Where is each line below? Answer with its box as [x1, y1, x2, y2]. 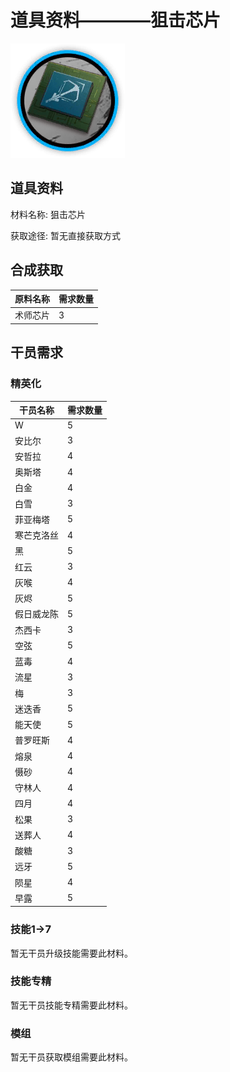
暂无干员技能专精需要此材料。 [10, 999, 133, 1011]
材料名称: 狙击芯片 [10, 208, 86, 220]
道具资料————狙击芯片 [10, 9, 222, 32]
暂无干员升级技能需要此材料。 [10, 947, 133, 959]
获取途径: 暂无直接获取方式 [10, 229, 121, 241]
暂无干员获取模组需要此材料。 [10, 1051, 133, 1063]
